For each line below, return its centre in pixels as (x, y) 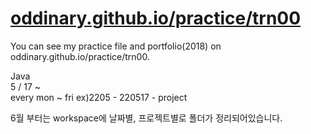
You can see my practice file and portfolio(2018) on (116, 46)
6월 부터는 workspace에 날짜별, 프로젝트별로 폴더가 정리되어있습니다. (146, 118)
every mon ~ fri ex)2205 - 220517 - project (99, 97)
